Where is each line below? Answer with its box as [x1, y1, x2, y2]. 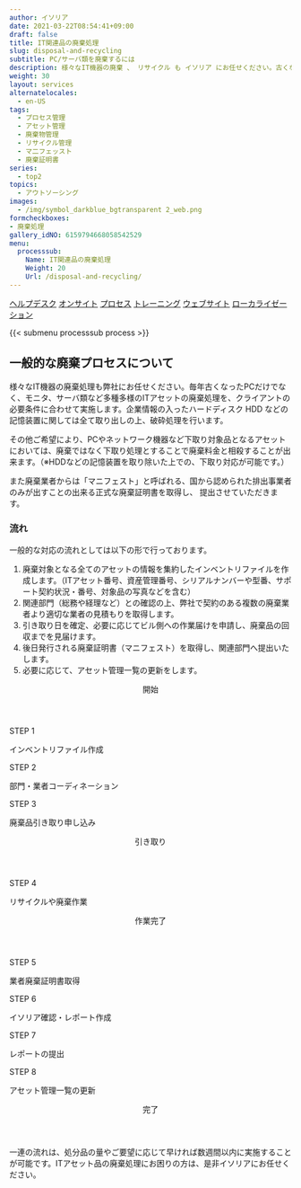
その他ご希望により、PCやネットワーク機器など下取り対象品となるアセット [9, 433, 287, 445]
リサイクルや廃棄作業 [9, 896, 88, 907]
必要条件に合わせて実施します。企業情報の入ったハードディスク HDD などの [9, 403, 289, 414]
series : [9, 164, 39, 173]
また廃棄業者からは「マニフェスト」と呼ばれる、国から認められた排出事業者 [9, 475, 292, 486]
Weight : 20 [25, 264, 66, 273]
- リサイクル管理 [17, 138, 73, 147]
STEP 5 [9, 956, 37, 967]
